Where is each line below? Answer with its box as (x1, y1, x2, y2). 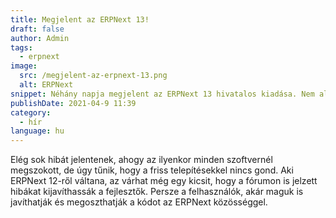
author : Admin (10, 33, 70, 43)
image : (10, 61, 38, 71)
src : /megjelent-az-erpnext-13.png (19, 71, 168, 81)
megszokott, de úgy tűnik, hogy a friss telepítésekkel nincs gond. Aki (10, 164, 294, 176)
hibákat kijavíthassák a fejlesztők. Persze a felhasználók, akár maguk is (10, 186, 304, 198)
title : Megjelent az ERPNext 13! (10, 14, 150, 25)
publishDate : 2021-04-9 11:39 (10, 98, 137, 108)
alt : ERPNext (19, 80, 74, 90)
